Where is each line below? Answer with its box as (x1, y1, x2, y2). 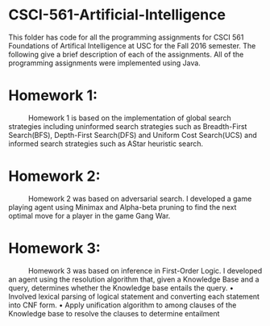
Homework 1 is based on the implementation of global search (27, 113, 231, 123)
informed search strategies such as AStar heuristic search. (8, 139, 204, 148)
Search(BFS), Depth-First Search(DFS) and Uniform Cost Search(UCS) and (8, 130, 258, 140)
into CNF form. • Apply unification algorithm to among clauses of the (8, 300, 237, 310)
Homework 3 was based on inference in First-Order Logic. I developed (27, 265, 263, 275)
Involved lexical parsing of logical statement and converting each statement (8, 291, 260, 301)
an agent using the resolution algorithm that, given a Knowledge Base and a (8, 274, 260, 284)
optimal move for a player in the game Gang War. (8, 211, 171, 220)
